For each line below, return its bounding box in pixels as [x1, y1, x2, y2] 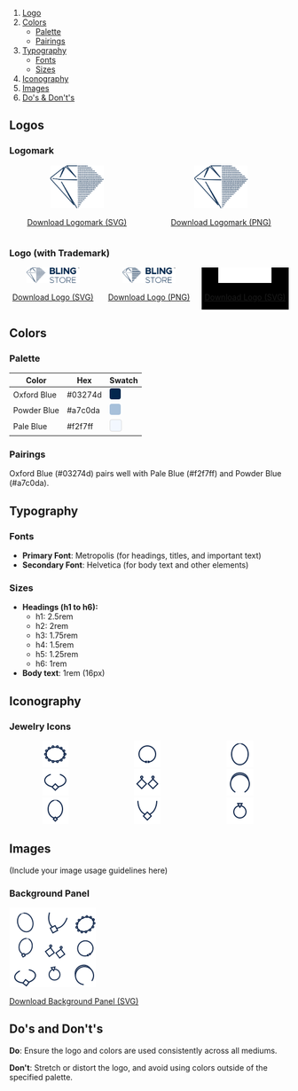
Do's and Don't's [9, 1022, 104, 1037]
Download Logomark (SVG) [27, 217, 127, 228]
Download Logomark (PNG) [170, 217, 272, 228]
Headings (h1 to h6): [21, 602, 98, 613]
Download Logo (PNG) [107, 292, 191, 302]
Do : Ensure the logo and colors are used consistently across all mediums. [9, 1045, 278, 1056]
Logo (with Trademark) [9, 247, 111, 260]
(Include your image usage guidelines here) [9, 865, 169, 875]
